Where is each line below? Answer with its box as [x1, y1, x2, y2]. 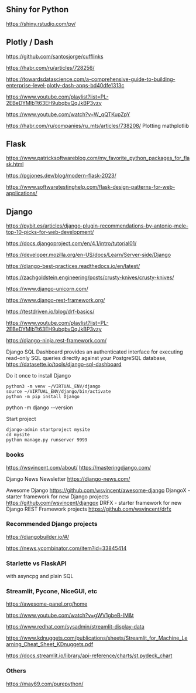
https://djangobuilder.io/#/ [6, 533, 70, 540]
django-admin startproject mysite [6, 427, 91, 433]
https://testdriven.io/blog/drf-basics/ [6, 308, 95, 315]
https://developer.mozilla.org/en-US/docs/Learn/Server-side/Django [6, 252, 171, 259]
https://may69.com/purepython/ [6, 680, 84, 687]
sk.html [6, 161, 24, 168]
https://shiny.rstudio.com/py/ [6, 20, 76, 27]
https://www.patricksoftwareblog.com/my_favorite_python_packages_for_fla [6, 155, 190, 162]
